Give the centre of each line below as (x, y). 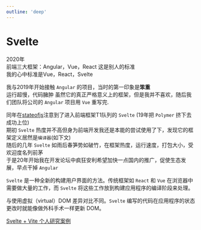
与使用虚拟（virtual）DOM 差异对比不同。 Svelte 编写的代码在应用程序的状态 (101, 200)
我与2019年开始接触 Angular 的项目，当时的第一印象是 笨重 (78, 87)
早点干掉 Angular (37, 167)
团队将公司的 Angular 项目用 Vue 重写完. (60, 102)
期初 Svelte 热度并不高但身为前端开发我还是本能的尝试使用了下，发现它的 (97, 129)
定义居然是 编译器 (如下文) (41, 137)
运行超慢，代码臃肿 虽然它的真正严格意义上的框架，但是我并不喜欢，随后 (96, 95)
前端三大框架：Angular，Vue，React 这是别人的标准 (70, 66)
